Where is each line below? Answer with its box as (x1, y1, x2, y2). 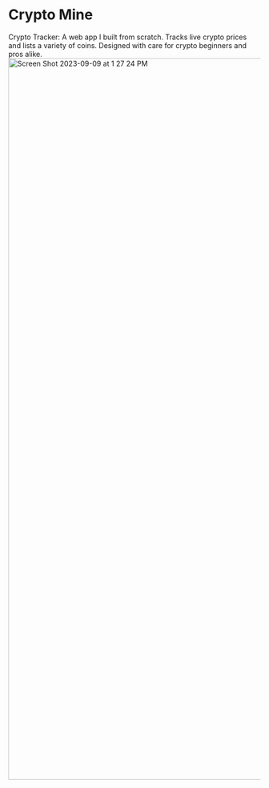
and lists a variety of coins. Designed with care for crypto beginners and (8, 40, 247, 50)
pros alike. (8, 49, 42, 59)
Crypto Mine (8, 6, 94, 24)
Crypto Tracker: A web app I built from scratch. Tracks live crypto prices (8, 32, 247, 42)
